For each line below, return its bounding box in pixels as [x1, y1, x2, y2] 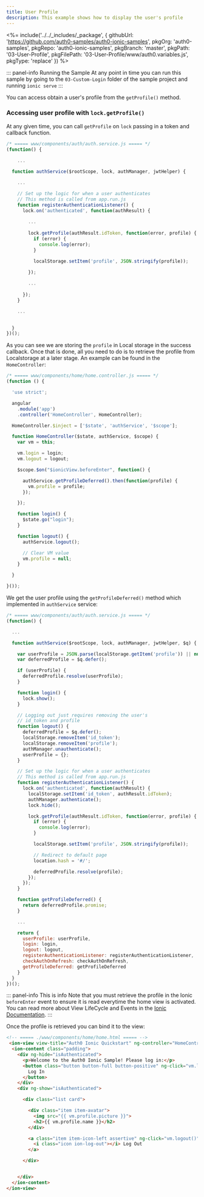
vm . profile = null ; [22, 556, 72, 562]
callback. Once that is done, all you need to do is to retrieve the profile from [6, 348, 195, 356]
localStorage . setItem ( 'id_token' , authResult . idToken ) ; [28, 791, 172, 797]
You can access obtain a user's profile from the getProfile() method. [6, 94, 181, 101]
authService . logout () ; [22, 539, 80, 545]
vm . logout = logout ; [17, 456, 69, 462]
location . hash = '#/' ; [33, 858, 91, 864]
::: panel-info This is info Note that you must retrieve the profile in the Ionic [6, 992, 193, 999]
